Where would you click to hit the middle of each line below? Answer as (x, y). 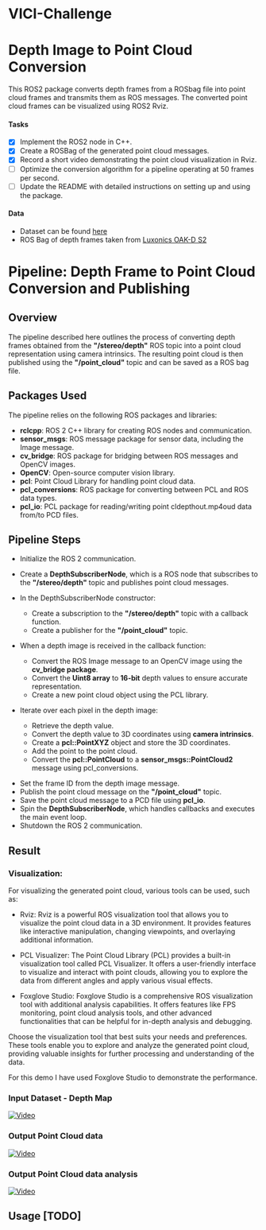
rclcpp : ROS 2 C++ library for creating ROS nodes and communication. (136, 430)
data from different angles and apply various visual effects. (116, 981)
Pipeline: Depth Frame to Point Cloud (132, 272)
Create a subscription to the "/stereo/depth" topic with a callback (140, 614)
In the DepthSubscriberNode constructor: (88, 598)
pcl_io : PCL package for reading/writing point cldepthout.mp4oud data (136, 506)
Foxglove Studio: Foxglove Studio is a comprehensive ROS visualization (136, 996)
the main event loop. (53, 817)
